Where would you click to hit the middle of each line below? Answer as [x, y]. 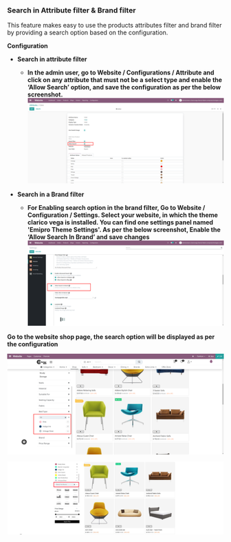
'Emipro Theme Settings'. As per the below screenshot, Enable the [124, 230]
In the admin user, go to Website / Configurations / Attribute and [121, 73]
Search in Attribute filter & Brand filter [71, 10]
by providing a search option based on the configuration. [88, 32]
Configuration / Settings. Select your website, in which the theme [123, 215]
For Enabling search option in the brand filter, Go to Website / [116, 208]
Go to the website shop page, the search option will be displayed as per [111, 337]
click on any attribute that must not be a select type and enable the [124, 80]
